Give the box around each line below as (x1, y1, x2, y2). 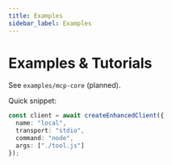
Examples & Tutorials (8, 54, 153, 72)
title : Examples (8, 11, 63, 20)
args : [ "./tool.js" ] (15, 142, 85, 150)
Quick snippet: (8, 96, 57, 105)
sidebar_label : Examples (8, 19, 92, 27)
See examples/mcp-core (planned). (8, 80, 121, 90)
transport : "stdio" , (15, 126, 85, 135)
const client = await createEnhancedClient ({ (8, 112, 164, 120)
